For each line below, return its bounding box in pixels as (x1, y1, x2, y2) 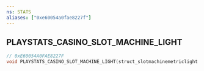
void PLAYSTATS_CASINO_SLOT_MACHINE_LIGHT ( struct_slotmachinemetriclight (6, 59, 199, 65)
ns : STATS (6, 8, 32, 15)
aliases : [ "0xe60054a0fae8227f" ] (6, 15, 92, 21)
